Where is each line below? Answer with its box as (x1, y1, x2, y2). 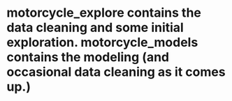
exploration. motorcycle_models (6, 35, 198, 50)
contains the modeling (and (6, 49, 169, 65)
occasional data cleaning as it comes (6, 64, 226, 80)
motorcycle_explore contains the (6, 5, 202, 21)
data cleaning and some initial (6, 20, 184, 36)
